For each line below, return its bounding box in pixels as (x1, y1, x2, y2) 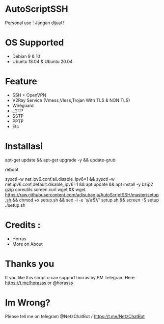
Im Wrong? (5, 297, 51, 308)
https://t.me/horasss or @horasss (5, 280, 73, 286)
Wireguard (12, 102, 34, 108)
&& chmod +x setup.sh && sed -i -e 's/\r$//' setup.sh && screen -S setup (12, 197, 159, 203)
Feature (5, 76, 37, 87)
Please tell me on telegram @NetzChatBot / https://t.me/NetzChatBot (5, 313, 145, 319)
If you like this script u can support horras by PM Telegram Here (5, 274, 135, 280)
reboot (5, 166, 19, 172)
